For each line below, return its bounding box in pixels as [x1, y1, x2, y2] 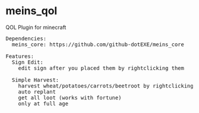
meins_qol [5, 4, 58, 18]
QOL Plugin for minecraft [5, 24, 67, 31]
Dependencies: [5, 35, 47, 42]
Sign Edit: [11, 59, 44, 66]
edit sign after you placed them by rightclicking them [18, 64, 185, 72]
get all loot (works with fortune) [18, 94, 122, 101]
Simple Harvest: [11, 76, 59, 83]
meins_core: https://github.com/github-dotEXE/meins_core [11, 41, 185, 48]
